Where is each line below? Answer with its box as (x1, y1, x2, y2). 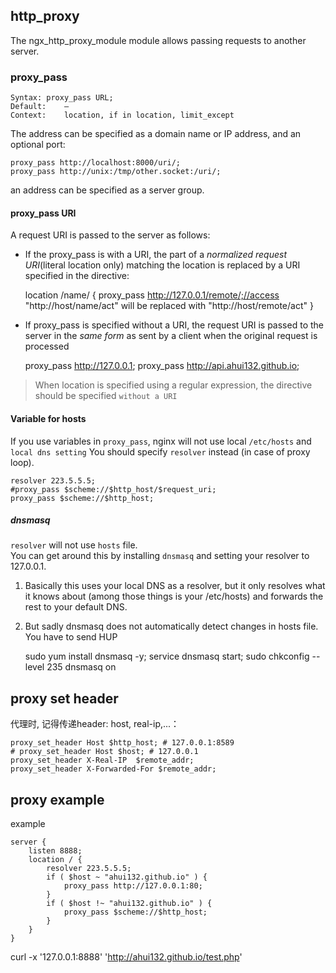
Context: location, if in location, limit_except (10, 110, 235, 121)
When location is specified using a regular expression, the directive (34, 379, 313, 391)
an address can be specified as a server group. (10, 184, 205, 196)
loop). (10, 456, 35, 468)
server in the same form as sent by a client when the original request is (24, 330, 318, 342)
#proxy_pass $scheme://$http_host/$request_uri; (10, 484, 217, 494)
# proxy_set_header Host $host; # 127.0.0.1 (10, 747, 199, 757)
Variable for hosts (10, 412, 87, 424)
